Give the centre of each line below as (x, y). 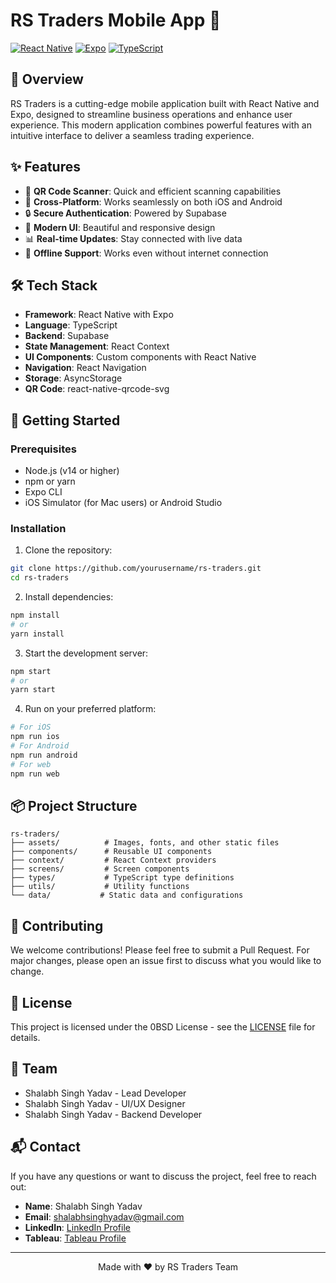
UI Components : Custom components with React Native (140, 357)
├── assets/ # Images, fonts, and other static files (145, 843)
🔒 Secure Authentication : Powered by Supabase (125, 213)
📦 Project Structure (74, 806)
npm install (35, 615)
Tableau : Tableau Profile (75, 1238)
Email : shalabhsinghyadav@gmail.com (104, 1216)
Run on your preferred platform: (90, 709)
